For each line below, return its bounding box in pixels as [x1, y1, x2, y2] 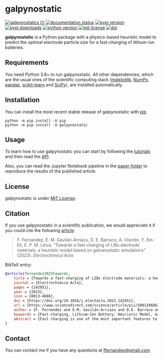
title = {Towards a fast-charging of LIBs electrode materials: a [14, 276, 151, 281]
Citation [5, 209, 30, 217]
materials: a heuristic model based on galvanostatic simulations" [16, 247, 146, 253]
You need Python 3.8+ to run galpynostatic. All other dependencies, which [5, 72, 154, 77]
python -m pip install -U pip [5, 118, 66, 123]
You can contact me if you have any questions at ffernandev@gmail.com [5, 347, 150, 353]
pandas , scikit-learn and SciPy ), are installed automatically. [5, 82, 123, 88]
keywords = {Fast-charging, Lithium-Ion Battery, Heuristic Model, [14, 312, 153, 317]
